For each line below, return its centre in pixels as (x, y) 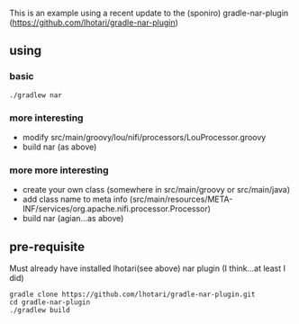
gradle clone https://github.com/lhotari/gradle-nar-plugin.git (132, 295)
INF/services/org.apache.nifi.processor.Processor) (117, 209)
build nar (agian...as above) (73, 219)
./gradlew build (40, 310)
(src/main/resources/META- (181, 199)
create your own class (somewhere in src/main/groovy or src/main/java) (156, 190)
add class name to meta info (75, 199)
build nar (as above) (59, 147)
